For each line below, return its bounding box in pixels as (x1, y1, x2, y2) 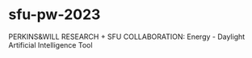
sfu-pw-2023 (8, 6, 101, 24)
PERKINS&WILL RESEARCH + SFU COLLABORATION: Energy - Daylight (8, 32, 246, 41)
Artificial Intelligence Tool (8, 40, 93, 49)
